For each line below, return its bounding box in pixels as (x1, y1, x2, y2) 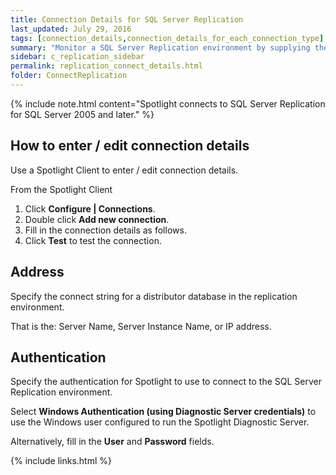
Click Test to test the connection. (24, 234, 162, 246)
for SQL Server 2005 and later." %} (10, 108, 155, 120)
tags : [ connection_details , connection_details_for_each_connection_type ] (10, 33, 325, 43)
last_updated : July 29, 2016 (10, 24, 132, 34)
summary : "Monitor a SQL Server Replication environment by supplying (10, 42, 311, 53)
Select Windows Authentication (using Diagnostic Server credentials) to (10, 406, 317, 418)
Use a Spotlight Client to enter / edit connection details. (10, 164, 239, 176)
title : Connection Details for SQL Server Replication (10, 14, 244, 25)
